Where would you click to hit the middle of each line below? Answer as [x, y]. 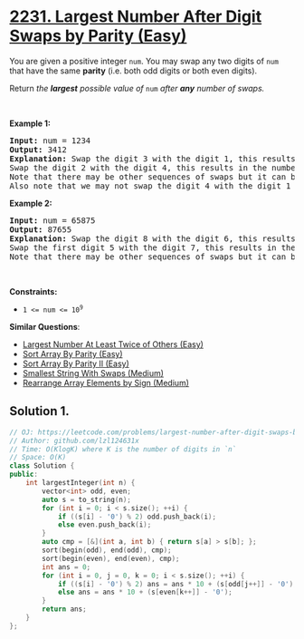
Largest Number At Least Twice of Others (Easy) [113, 344]
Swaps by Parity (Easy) [98, 36]
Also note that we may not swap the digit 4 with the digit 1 [150, 186]
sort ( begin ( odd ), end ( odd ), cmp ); [107, 550]
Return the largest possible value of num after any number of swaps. [137, 88]
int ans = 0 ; [66, 567]
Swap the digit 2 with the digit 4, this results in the [138, 168]
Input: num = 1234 [50, 140]
